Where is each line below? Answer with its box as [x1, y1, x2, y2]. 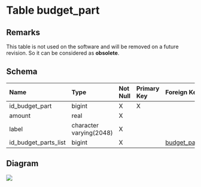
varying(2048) [71, 129, 114, 137]
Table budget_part [6, 4, 100, 17]
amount [9, 111, 31, 120]
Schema [6, 67, 38, 77]
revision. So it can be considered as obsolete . [6, 49, 120, 57]
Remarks [6, 27, 41, 38]
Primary [136, 84, 160, 92]
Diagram [6, 158, 39, 169]
